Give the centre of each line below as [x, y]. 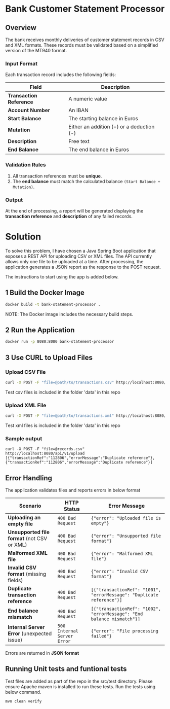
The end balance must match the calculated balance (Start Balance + [86, 181]
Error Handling [29, 478]
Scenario [30, 506]
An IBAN [78, 111]
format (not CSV [28, 539]
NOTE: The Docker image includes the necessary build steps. [69, 314]
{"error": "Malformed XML [122, 554]
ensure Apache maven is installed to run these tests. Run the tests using [80, 686]
